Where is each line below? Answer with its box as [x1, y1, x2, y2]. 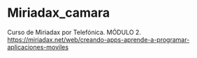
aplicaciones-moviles [7, 43, 68, 51]
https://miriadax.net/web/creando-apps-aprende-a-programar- [7, 35, 190, 43]
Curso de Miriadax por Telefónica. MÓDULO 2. [7, 28, 142, 36]
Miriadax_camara [7, 5, 110, 21]
